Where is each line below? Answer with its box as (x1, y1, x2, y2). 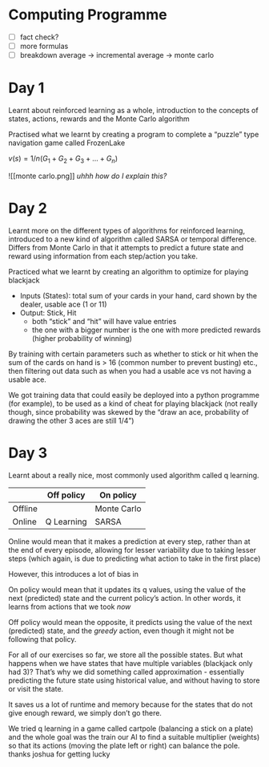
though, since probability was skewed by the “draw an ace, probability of (8, 407, 250, 416)
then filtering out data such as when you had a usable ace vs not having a (8, 366, 252, 375)
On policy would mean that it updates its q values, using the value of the (8, 584, 247, 595)
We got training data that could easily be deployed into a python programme (8, 390, 260, 400)
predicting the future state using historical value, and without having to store (8, 676, 260, 685)
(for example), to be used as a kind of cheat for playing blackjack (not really (8, 399, 258, 408)
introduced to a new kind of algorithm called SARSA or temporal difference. (8, 234, 257, 244)
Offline (12, 503, 38, 514)
